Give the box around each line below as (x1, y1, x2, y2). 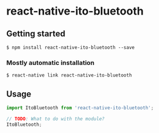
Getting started (6, 29, 66, 39)
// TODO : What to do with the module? (6, 115, 105, 122)
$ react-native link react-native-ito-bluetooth (6, 72, 132, 78)
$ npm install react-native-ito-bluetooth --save (6, 44, 135, 50)
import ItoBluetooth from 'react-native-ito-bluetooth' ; (6, 105, 154, 111)
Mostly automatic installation (6, 58, 95, 67)
